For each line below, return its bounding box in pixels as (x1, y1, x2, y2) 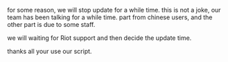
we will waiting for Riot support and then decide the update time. (7, 34, 192, 42)
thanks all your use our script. (7, 48, 92, 55)
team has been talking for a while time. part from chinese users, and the (7, 13, 213, 21)
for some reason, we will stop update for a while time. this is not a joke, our (7, 6, 221, 14)
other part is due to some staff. (7, 21, 96, 28)
